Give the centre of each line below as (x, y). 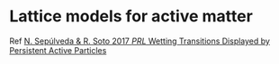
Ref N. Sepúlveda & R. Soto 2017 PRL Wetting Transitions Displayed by (139, 41)
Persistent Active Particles (58, 50)
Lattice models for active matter (131, 16)
